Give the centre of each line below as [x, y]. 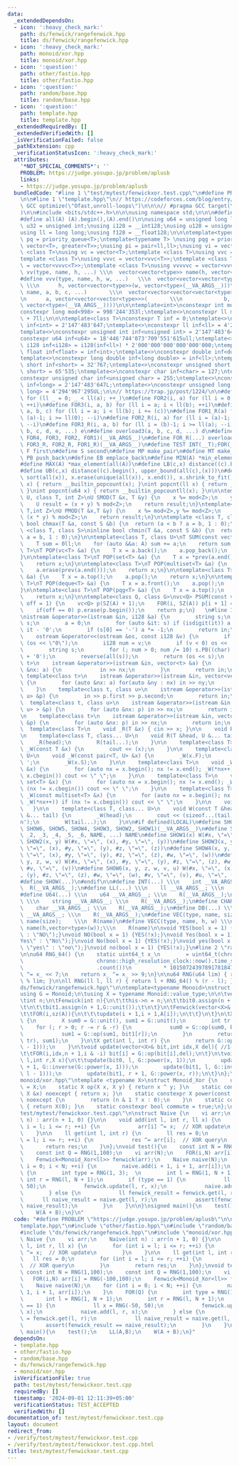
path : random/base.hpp [54, 93]
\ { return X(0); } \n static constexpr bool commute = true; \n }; [124, 1107]
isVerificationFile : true [52, 1378]
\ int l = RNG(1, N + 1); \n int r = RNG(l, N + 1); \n [122, 1299]
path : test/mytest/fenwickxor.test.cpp [73, 1385]
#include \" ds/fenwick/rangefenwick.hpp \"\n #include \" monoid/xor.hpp [127, 1232]
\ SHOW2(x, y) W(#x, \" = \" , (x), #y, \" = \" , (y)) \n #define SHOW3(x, [124, 842]
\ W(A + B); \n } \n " [52, 1213]
